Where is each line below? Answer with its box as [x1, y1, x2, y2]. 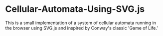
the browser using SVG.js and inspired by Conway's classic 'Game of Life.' [5, 25, 159, 31]
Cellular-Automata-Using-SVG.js [5, 3, 145, 15]
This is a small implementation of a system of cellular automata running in [5, 20, 156, 26]
